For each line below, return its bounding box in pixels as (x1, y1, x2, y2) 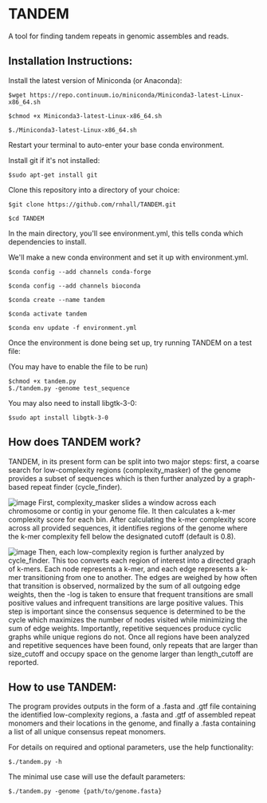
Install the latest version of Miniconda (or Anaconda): (8, 75, 183, 85)
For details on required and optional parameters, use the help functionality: (8, 742, 254, 752)
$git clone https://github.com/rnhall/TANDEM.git (8, 201, 177, 209)
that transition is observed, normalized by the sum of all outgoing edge (8, 581, 241, 590)
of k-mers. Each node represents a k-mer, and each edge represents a (8, 564, 240, 574)
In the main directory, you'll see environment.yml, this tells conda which (8, 229, 243, 238)
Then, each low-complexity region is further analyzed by (38, 547, 225, 556)
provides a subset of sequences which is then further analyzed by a (8, 473, 231, 483)
